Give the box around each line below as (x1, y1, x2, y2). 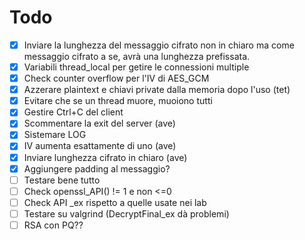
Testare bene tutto (23, 174, 101, 186)
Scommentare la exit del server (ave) (23, 117, 176, 130)
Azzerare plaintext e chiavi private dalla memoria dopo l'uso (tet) (23, 84, 291, 96)
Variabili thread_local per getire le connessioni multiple (23, 61, 250, 73)
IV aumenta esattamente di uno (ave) (23, 140, 177, 152)
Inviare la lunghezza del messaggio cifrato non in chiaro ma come (23, 39, 295, 51)
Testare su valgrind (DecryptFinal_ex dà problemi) (23, 207, 230, 220)
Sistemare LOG (23, 129, 87, 141)
